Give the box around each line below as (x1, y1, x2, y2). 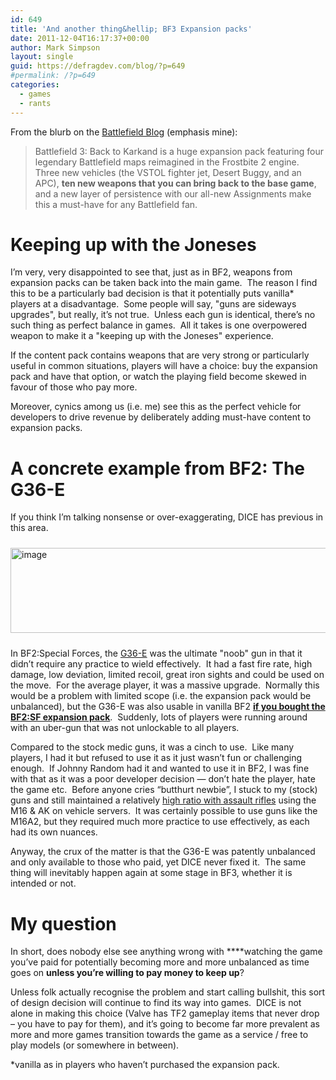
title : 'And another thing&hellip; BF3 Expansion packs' (10, 24, 253, 34)
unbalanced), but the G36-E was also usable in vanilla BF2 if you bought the (10, 701, 326, 713)
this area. (10, 522, 49, 534)
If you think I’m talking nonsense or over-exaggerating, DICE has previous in (10, 511, 324, 523)
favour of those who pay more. (10, 381, 138, 393)
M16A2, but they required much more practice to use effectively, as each (10, 816, 310, 828)
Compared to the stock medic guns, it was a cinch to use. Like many (10, 741, 295, 753)
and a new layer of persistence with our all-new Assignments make (34, 187, 312, 200)
